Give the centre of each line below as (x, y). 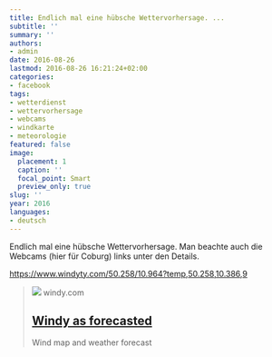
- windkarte (32, 128)
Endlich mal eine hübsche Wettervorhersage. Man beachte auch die (136, 246)
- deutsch (28, 220)
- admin (24, 52)
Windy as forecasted (92, 321)
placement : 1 (42, 161)
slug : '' (26, 195)
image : (22, 153)
